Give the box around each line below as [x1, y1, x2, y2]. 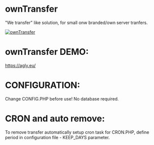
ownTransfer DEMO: [5, 47, 89, 57]
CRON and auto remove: [5, 113, 105, 124]
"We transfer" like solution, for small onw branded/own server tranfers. [5, 20, 148, 25]
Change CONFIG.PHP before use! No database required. [5, 96, 119, 101]
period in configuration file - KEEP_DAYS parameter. [5, 134, 110, 140]
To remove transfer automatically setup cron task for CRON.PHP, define [5, 129, 150, 135]
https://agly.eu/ [5, 62, 36, 68]
